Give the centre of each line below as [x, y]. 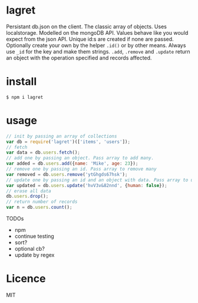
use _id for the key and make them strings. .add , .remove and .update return [98, 51]
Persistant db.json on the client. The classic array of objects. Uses [86, 26]
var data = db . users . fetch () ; [43, 153]
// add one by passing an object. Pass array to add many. [80, 158]
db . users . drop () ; [27, 197]
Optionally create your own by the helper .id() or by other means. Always [96, 45]
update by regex [34, 255]
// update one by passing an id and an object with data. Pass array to [97, 180]
